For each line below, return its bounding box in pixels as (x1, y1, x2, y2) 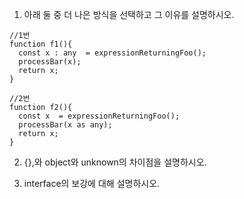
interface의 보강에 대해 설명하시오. (23, 178, 161, 189)
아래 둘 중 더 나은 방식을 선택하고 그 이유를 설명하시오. (23, 9, 235, 20)
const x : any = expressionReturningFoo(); (18, 48, 207, 58)
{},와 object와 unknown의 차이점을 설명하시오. (23, 156, 207, 168)
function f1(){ (9, 39, 73, 49)
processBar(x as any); (18, 120, 113, 130)
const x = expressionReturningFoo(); (18, 111, 181, 121)
